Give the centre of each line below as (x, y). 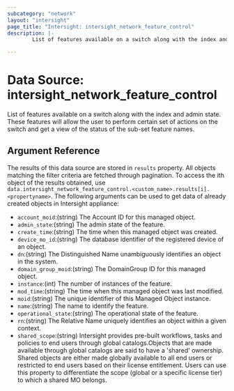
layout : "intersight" (39, 20)
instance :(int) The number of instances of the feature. (95, 284)
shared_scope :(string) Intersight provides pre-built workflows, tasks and (120, 335)
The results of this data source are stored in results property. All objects (111, 167)
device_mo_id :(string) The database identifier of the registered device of (120, 239)
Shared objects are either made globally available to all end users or (115, 358)
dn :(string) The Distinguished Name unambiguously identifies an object (119, 254)
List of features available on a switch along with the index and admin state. (114, 114)
